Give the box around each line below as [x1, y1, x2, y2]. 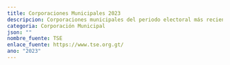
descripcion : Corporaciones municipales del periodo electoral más [7, 16, 204, 23]
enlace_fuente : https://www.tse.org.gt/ [7, 41, 125, 48]
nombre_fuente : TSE [7, 35, 63, 42]
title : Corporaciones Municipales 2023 [7, 9, 121, 17]
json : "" [7, 28, 32, 36]
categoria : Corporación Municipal [7, 22, 106, 29]
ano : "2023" [7, 48, 41, 55]
